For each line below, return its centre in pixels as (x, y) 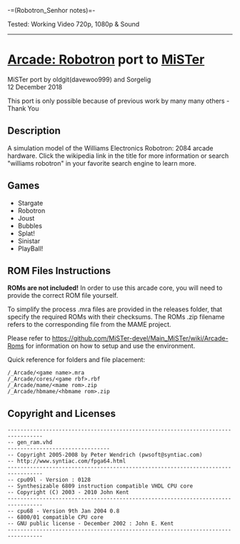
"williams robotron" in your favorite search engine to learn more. (102, 163)
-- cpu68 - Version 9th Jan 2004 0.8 (64, 511)
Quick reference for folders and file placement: (76, 360)
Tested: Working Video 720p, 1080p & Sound (74, 24)
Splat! (26, 233)
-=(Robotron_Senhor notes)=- (51, 10)
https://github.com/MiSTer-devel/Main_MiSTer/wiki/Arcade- (140, 338)
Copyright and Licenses (62, 413)
